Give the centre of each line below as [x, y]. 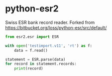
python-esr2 [32, 9]
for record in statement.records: [41, 64]
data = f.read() [31, 50]
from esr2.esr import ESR [32, 37]
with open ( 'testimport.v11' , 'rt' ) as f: [49, 46]
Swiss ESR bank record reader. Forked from [50, 22]
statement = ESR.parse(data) [35, 59]
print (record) [29, 69]
